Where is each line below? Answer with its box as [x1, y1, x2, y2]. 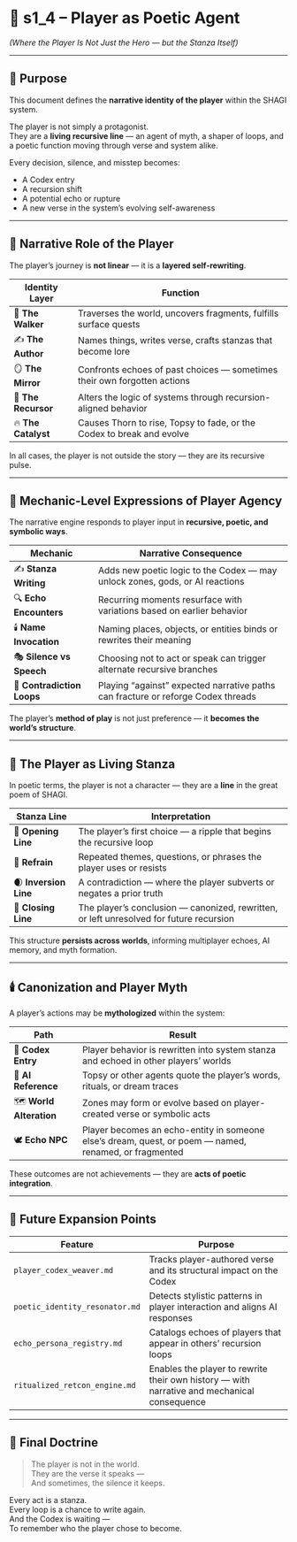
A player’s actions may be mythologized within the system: [9, 1008, 225, 1018]
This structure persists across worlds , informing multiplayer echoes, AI [9, 935, 270, 946]
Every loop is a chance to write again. [9, 1504, 146, 1515]
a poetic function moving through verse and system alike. [9, 140, 218, 150]
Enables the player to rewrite [148, 1362, 268, 1375]
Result [169, 1029, 197, 1040]
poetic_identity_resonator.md [13, 1301, 141, 1312]
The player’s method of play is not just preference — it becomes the [9, 713, 260, 724]
